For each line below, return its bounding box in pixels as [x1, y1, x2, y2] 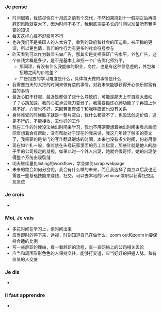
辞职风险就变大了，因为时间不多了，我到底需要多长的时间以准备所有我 [12, 21, 153, 27]
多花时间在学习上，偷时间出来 [12, 226, 72, 231]
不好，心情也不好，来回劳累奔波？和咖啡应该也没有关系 [16, 106, 127, 112]
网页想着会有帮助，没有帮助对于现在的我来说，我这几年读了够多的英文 [12, 130, 153, 136]
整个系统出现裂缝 [16, 154, 51, 161]
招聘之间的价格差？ [19, 69, 58, 76]
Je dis [5, 268, 20, 275]
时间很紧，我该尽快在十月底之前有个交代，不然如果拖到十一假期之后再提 [12, 15, 157, 21]
